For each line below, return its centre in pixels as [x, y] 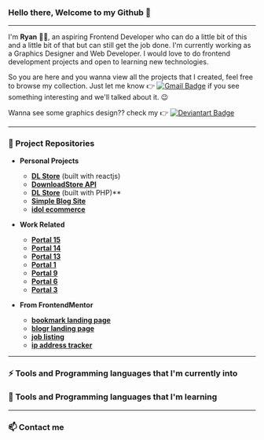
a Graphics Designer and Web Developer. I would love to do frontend [119, 53]
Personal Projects [49, 161]
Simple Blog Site [59, 201]
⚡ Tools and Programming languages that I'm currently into [123, 373]
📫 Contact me [36, 427]
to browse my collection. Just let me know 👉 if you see [124, 86]
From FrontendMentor [56, 304]
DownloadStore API [64, 184]
